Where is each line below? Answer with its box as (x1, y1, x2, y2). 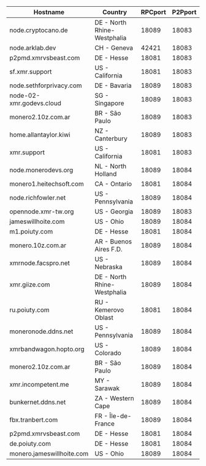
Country (102, 8, 128, 16)
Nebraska (94, 263, 123, 271)
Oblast (94, 314, 113, 322)
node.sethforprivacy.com (9, 81, 82, 90)
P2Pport (172, 8, 197, 16)
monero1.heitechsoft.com (9, 180, 84, 188)
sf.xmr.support (9, 68, 52, 76)
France (94, 419, 115, 428)
